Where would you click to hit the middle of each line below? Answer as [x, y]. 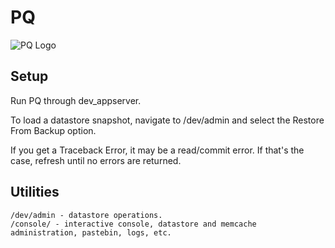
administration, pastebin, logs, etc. [91, 232]
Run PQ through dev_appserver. [76, 100]
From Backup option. [53, 130]
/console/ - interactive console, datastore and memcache [133, 224]
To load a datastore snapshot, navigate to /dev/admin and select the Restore [167, 120]
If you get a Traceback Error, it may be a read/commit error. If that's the [157, 150]
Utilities [35, 192]
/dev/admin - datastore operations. [86, 215]
